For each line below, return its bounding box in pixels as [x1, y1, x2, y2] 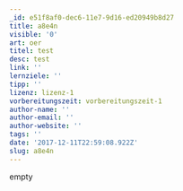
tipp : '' [9, 80, 42, 89]
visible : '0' [9, 30, 58, 39]
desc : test [9, 55, 50, 64]
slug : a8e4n [9, 146, 54, 155]
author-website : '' [9, 122, 83, 131]
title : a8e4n [9, 22, 58, 30]
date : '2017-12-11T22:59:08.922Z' [9, 138, 139, 147]
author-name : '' [9, 105, 70, 114]
